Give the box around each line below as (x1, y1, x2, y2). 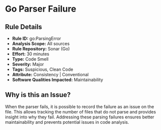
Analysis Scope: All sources (12, 41, 70, 47)
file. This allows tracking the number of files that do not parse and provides (5, 109, 156, 114)
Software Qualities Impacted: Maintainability (12, 77, 103, 82)
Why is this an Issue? (5, 91, 71, 99)
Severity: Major (12, 62, 44, 67)
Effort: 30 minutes (12, 51, 50, 57)
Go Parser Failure (5, 3, 77, 15)
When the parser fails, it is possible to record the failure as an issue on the (5, 103, 155, 110)
